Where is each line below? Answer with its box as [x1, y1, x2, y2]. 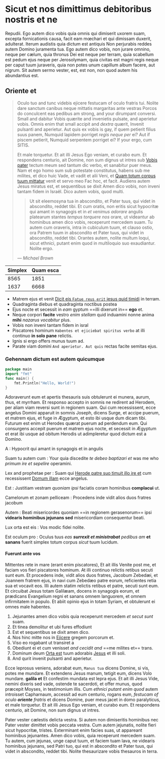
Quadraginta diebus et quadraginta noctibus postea [12, 301, 117, 307]
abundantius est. [5, 72, 39, 78]
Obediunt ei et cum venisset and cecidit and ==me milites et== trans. [12, 645, 154, 651]
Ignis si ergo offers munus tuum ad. [12, 338, 85, 344]
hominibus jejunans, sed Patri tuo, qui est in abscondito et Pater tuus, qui [5, 743, 153, 749]
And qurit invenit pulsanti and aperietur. [12, 655, 93, 661]
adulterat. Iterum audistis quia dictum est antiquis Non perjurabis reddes [5, 41, 152, 47]
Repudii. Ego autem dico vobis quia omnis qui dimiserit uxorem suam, [5, 30, 146, 36]
